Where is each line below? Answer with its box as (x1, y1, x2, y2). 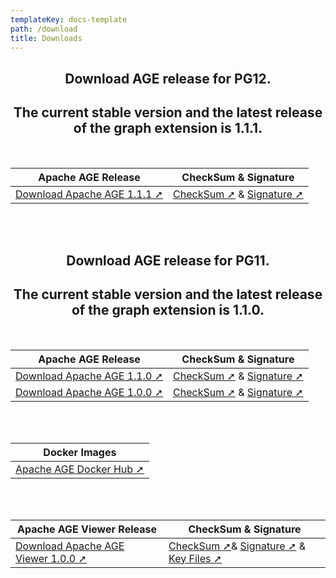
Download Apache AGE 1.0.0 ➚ (15, 385, 164, 399)
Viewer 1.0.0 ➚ (15, 551, 87, 565)
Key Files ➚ (168, 551, 223, 565)
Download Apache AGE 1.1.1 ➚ (15, 187, 164, 201)
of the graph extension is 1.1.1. (73, 120, 263, 137)
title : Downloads (10, 33, 83, 43)
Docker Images (43, 445, 117, 459)
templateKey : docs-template (10, 14, 128, 25)
